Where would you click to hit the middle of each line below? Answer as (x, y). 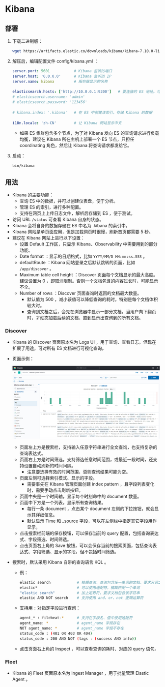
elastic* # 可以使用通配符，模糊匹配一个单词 (80, 588)
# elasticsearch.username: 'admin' (49, 97)
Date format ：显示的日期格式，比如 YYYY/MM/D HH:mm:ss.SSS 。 (83, 256)
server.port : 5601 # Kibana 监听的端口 (62, 71)
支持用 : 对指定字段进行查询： (50, 608)
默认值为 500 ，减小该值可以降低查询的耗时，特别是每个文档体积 (92, 299)
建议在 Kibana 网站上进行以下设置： (48, 238)
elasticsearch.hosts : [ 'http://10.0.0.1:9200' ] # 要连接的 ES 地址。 (84, 92)
